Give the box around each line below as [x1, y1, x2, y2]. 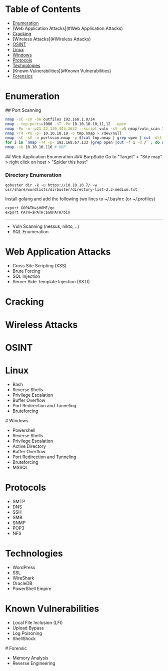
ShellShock [12, 636, 36, 642]
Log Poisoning [12, 630, 42, 636]
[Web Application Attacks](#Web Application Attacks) [12, 25, 123, 31]
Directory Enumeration [5, 171, 61, 178]
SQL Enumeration [12, 229, 49, 235]
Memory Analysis [12, 655, 48, 661]
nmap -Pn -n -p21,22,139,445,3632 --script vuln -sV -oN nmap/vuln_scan [5, 126, 160, 131]
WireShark [12, 575, 34, 581]
